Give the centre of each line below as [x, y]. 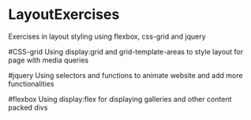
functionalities [31, 84]
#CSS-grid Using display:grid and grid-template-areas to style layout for [126, 51]
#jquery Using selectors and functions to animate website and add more [126, 75]
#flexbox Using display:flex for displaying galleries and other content [120, 99]
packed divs [28, 107]
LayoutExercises [64, 15]
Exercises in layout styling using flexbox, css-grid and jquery [107, 36]
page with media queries [49, 60]
